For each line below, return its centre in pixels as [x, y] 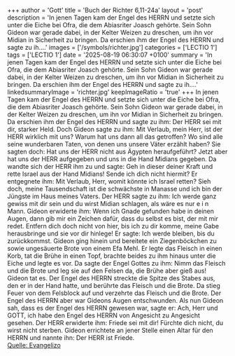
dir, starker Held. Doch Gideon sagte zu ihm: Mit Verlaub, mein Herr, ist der [115, 129]
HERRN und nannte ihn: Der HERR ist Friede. [71, 338]
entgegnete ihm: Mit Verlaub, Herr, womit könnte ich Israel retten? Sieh [109, 181]
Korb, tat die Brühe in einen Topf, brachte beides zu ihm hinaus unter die [112, 256]
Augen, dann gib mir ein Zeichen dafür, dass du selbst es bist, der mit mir [113, 219]
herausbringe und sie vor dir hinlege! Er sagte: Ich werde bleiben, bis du [111, 233]
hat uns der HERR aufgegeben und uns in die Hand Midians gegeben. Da [112, 159]
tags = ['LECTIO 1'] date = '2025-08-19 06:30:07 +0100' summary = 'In [110, 55]
